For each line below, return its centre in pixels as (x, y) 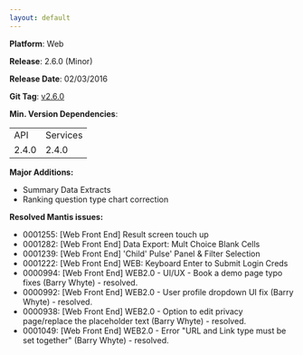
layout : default (40, 18)
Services (64, 135)
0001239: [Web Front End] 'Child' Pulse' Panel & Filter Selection (141, 254)
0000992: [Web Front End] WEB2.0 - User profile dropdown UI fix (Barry (158, 292)
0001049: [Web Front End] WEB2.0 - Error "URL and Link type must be (154, 331)
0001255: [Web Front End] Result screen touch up (116, 234)
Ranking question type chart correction (95, 199)
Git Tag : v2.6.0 (37, 96)
